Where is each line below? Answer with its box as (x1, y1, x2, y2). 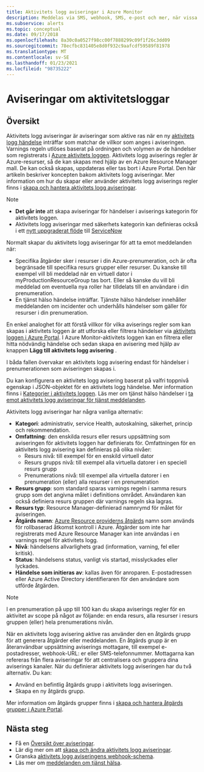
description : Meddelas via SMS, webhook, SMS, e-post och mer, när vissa (6, 15, 198, 21)
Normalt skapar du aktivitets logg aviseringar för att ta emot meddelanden (6, 239, 192, 246)
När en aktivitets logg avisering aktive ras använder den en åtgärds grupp (6, 631, 191, 638)
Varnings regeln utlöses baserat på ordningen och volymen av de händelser (6, 145, 197, 152)
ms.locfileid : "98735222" (6, 65, 72, 72)
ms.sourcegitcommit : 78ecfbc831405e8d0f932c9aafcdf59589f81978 (6, 43, 171, 49)
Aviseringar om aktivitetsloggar (6, 92, 170, 105)
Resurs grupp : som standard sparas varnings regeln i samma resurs (15, 485, 187, 492)
